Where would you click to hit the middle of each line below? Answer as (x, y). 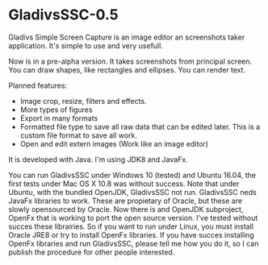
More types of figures (56, 110)
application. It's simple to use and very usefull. (86, 45)
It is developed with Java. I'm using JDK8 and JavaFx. (98, 159)
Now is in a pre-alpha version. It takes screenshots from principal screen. (130, 61)
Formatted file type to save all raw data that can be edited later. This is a (140, 126)
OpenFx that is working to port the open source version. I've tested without (133, 217)
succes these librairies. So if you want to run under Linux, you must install (131, 226)
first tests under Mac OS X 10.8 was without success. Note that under (124, 184)
